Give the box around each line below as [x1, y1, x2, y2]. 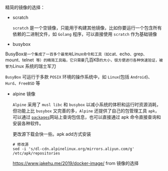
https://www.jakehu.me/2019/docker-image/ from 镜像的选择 [12, 160, 139, 166]
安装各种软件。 [12, 120, 44, 126]
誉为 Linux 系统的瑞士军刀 [5, 63, 56, 69]
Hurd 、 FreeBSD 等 [5, 80, 40, 86]
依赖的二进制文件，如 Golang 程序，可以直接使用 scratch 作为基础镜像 [12, 31, 157, 37]
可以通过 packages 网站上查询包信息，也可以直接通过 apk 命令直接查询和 [12, 114, 161, 120]
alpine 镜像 [12, 91, 36, 97]
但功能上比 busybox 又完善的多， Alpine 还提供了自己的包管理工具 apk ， [12, 108, 160, 114]
